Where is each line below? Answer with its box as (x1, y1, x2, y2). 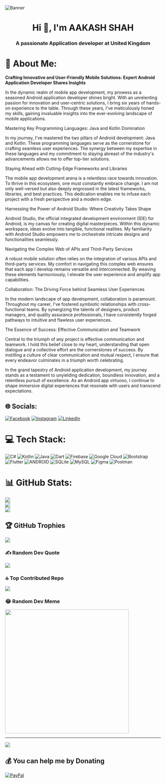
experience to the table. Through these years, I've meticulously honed (11, 105, 154, 111)
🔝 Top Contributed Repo (5, 574, 64, 581)
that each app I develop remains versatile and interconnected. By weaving (5, 266, 156, 272)
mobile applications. (5, 116, 46, 122)
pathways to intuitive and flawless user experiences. (5, 317, 112, 323)
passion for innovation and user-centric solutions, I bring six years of (5, 100, 145, 106)
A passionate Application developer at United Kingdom (15, 40, 151, 47)
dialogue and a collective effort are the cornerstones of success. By (5, 347, 143, 353)
